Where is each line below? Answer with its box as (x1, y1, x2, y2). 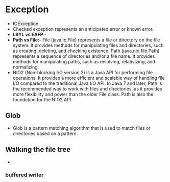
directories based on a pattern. (12, 130, 78, 136)
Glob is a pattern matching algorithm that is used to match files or (12, 125, 151, 131)
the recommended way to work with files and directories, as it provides (12, 85, 162, 92)
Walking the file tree (5, 145, 71, 154)
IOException (12, 20, 39, 27)
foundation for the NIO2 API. (12, 96, 72, 103)
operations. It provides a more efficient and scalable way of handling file (12, 75, 165, 81)
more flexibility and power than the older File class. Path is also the (12, 91, 154, 97)
